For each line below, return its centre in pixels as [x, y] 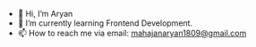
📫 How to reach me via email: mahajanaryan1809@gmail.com [132, 33]
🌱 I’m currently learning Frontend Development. [105, 23]
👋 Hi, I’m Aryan [45, 14]
